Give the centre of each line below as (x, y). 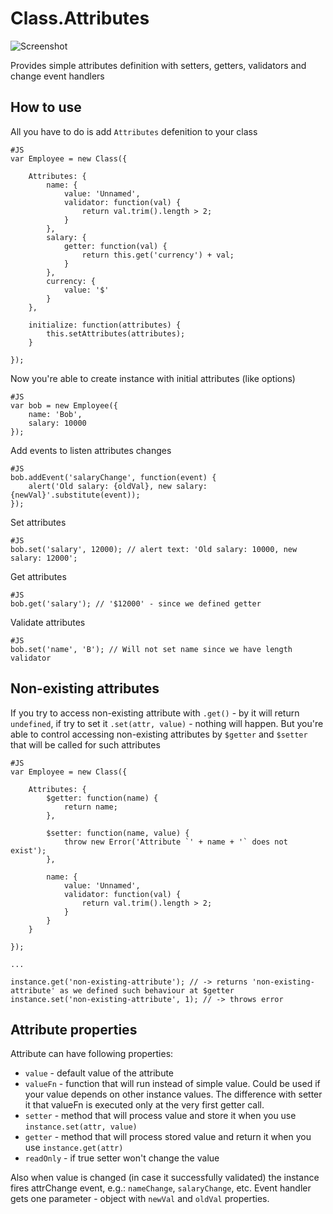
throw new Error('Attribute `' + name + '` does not (175, 842)
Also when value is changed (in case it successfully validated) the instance (165, 1178)
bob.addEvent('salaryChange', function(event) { (113, 477)
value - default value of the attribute (99, 1073)
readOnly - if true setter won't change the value (122, 1158)
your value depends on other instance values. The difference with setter (173, 1094)
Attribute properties (74, 1029)
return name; (90, 807)
